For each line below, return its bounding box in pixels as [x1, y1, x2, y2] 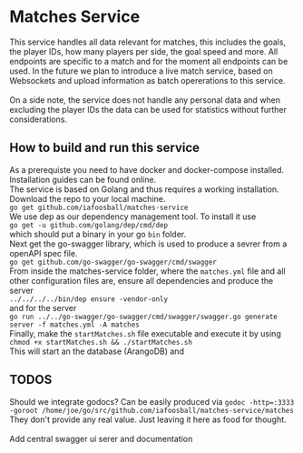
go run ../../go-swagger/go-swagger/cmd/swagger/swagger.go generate [9, 312, 279, 321]
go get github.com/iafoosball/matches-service [9, 203, 189, 212]
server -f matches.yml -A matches [9, 320, 141, 329]
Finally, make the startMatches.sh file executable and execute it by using [9, 327, 281, 338]
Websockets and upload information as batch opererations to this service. [9, 75, 286, 86]
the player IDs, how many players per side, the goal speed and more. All [9, 45, 279, 56]
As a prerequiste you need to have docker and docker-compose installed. [9, 164, 284, 175]
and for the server [9, 302, 77, 313]
